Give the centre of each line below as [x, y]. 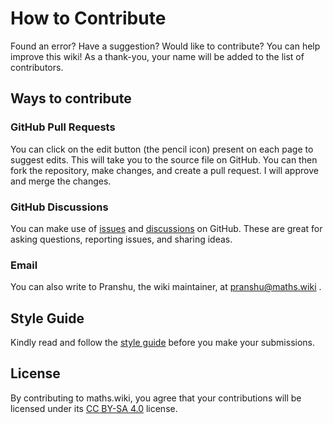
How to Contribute [88, 18]
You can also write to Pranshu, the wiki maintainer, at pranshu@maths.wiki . [166, 287]
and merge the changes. [61, 181]
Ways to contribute [71, 98]
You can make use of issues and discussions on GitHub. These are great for [166, 228]
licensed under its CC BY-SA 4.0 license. [94, 408]
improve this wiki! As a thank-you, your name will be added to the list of [157, 56]
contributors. [37, 67]
